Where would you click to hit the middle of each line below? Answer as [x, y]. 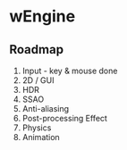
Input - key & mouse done [70, 71]
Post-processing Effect [64, 118]
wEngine [42, 17]
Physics [37, 128]
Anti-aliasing [46, 108]
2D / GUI [38, 80]
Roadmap [37, 50]
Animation [41, 137]
